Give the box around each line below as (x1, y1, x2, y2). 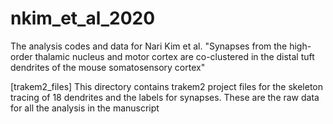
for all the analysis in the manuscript (10, 102, 160, 114)
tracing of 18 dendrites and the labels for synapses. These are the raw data (10, 91, 320, 103)
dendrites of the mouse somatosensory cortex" (10, 61, 206, 73)
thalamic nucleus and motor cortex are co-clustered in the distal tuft (34, 50, 315, 62)
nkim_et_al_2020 (10, 7, 156, 30)
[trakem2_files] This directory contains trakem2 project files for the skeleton (10, 80, 324, 92)
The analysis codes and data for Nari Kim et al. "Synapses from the (10, 40, 288, 52)
